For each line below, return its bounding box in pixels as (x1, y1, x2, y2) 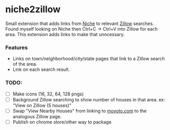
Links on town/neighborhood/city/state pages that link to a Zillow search (12, 56, 165, 62)
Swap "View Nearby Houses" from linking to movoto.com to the (12, 108, 147, 114)
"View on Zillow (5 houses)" (12, 102, 71, 108)
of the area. (12, 61, 37, 67)
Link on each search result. (12, 66, 70, 72)
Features (5, 44, 28, 51)
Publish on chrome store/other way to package (12, 119, 112, 125)
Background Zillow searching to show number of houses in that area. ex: (12, 96, 165, 102)
